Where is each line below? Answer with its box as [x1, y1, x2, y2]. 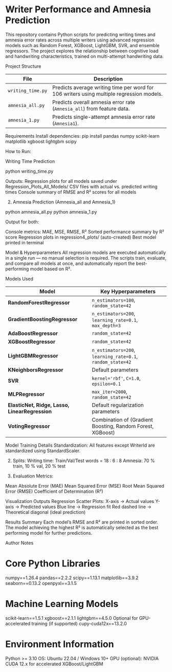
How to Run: [5, 148, 32, 154]
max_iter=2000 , [92, 388, 128, 395]
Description [94, 75, 123, 82]
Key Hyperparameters [100, 288, 156, 295]
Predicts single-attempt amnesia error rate [52, 113, 155, 120]
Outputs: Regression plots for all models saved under [5, 178, 117, 184]
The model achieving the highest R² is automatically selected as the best [5, 524, 159, 531]
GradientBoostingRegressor [8, 316, 78, 323]
